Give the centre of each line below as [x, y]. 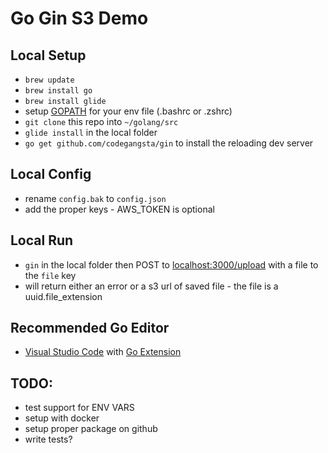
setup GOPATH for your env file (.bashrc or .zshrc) [128, 111]
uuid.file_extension [63, 296]
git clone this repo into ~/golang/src [101, 121]
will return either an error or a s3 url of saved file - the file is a [151, 286]
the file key [50, 275]
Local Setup [48, 55]
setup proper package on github [91, 429]
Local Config [51, 174]
